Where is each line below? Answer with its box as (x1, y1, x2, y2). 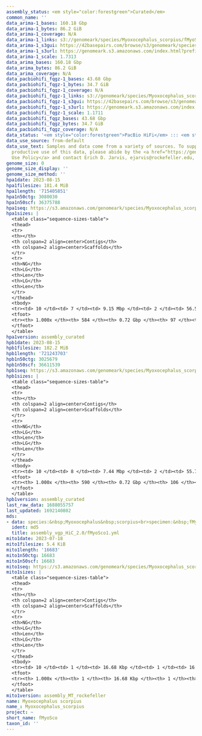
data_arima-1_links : (6, 37, 58, 43)
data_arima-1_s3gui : (6, 43, 58, 49)
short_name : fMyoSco (6, 715, 58, 721)
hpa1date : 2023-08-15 (6, 177, 61, 183)
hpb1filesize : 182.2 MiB (6, 345, 69, 351)
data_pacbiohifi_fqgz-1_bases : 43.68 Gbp (6, 76, 112, 82)
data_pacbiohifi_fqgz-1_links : (6, 93, 85, 99)
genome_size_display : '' (6, 166, 69, 172)
